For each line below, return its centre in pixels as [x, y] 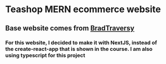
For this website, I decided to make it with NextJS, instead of [81, 43]
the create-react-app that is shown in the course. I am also [79, 49]
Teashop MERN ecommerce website [83, 9]
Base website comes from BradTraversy [70, 28]
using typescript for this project [45, 55]
